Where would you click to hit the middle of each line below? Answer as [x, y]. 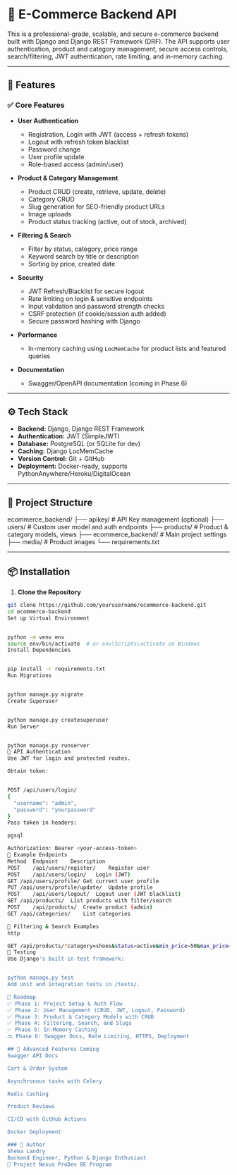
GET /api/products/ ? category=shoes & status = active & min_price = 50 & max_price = [120, 946]
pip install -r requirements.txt [56, 669]
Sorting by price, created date [72, 264]
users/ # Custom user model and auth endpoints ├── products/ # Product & [118, 527]
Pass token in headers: [42, 823]
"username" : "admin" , [45, 803]
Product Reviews [31, 1107]
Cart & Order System [38, 1068]
